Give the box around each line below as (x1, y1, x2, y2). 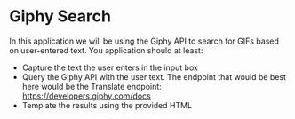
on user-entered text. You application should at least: (9, 44, 203, 55)
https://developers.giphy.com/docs (21, 91, 151, 101)
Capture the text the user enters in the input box (21, 62, 198, 73)
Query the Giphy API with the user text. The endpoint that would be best (21, 71, 287, 82)
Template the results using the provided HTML (21, 99, 193, 110)
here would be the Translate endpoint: (21, 81, 162, 91)
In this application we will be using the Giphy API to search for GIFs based (9, 36, 280, 46)
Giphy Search (9, 6, 111, 27)
